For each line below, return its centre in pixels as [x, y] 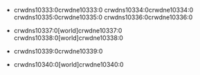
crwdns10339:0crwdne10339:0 [58, 51]
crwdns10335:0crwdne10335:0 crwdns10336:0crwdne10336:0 [103, 17]
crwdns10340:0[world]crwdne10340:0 [69, 64]
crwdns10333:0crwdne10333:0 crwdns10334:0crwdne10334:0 [103, 10]
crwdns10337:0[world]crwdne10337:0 [68, 31]
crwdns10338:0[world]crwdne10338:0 [68, 38]
